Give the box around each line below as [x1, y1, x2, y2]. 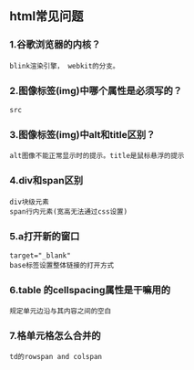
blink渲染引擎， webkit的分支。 [9, 61, 120, 70]
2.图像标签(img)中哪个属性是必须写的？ [9, 84, 183, 97]
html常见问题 [9, 8, 84, 25]
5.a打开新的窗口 [9, 229, 80, 242]
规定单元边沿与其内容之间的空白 [9, 307, 112, 316]
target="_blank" [9, 250, 71, 260]
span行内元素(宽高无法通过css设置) [9, 206, 128, 217]
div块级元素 [9, 197, 50, 206]
